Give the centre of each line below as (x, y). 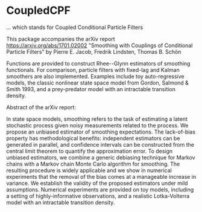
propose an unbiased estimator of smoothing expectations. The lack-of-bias (101, 132)
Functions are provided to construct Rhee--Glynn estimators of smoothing (98, 63)
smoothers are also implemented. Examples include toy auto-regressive (95, 76)
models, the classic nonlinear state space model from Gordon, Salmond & (97, 83)
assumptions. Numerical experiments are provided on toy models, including (100, 189)
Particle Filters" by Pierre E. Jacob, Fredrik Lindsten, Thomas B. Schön (94, 51)
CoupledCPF (39, 11)
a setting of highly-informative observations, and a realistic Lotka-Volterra (98, 196)
